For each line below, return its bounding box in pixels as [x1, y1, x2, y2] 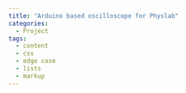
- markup [15, 72, 45, 80]
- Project [15, 27, 49, 35]
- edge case [15, 57, 57, 66]
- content [15, 42, 49, 50]
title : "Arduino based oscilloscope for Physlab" [8, 11, 180, 20]
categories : [8, 19, 49, 27]
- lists [15, 65, 42, 73]
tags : [8, 34, 27, 43]
